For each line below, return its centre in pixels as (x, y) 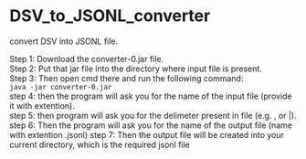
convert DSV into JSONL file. (64, 41)
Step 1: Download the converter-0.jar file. (87, 58)
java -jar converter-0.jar (61, 87)
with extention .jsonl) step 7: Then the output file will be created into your (147, 134)
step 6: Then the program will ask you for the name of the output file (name (151, 125)
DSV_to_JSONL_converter (110, 16)
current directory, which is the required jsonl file (100, 144)
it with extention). (42, 105)
